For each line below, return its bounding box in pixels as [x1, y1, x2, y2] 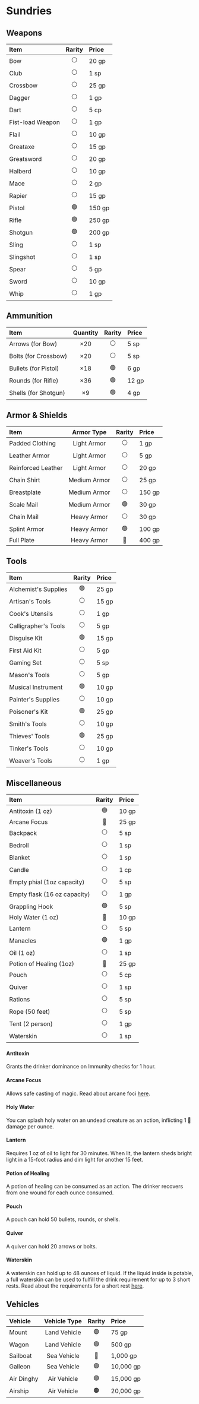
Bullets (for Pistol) [9, 364, 59, 372]
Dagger [9, 93, 30, 102]
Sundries [6, 4, 52, 18]
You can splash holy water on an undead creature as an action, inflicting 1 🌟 [6, 1117, 191, 1124]
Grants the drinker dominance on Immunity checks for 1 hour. [6, 1063, 156, 1070]
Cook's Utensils [9, 609, 53, 618]
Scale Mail [9, 501, 39, 509]
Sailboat [9, 1351, 32, 1359]
